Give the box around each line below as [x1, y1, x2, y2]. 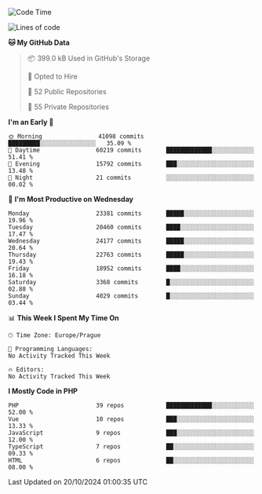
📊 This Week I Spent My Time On [8, 313, 119, 322]
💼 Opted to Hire [27, 71, 78, 81]
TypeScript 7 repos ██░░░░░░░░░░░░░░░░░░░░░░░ [8, 443, 255, 451]
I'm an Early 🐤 [8, 118, 54, 126]
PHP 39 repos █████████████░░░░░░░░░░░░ [8, 401, 255, 409]
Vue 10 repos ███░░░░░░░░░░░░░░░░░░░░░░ [8, 415, 255, 423]
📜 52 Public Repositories [27, 87, 107, 96]
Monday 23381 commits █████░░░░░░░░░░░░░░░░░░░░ [8, 210, 255, 218]
